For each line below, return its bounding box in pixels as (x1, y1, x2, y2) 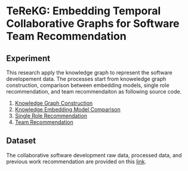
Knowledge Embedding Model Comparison (14, 106, 121, 113)
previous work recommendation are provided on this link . (6, 158, 147, 165)
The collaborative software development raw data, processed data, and (6, 151, 182, 158)
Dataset (6, 136, 36, 146)
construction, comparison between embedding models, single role (6, 82, 169, 89)
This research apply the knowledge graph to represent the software (6, 69, 172, 76)
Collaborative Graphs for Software (6, 17, 180, 30)
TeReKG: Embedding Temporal (6, 4, 161, 18)
